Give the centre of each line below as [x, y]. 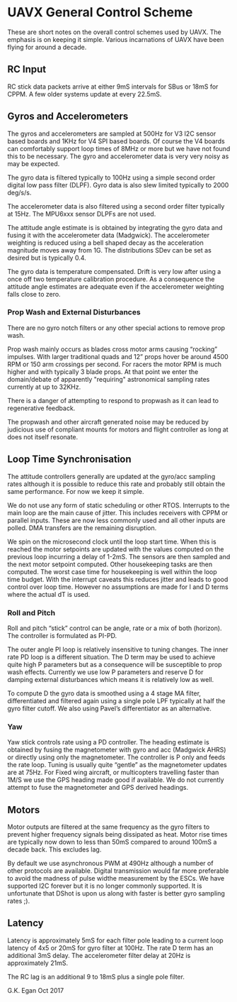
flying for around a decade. [47, 47]
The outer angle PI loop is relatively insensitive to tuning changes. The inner [118, 649]
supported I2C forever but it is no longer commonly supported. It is [105, 886]
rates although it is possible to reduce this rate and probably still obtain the [116, 484]
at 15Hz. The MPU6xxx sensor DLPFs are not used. [82, 214]
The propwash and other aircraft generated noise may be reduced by [108, 422]
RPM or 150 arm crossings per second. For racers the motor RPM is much [114, 364]
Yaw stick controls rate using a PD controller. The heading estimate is [109, 742]
